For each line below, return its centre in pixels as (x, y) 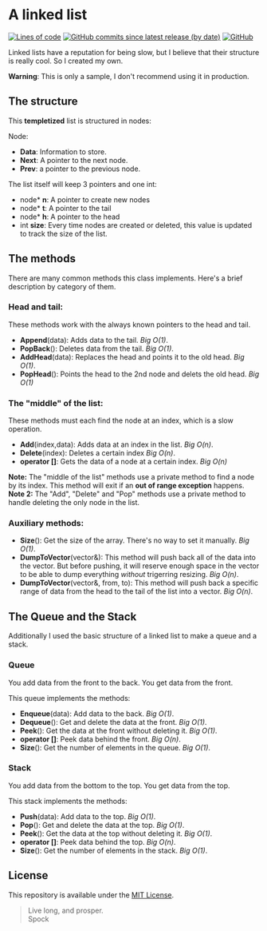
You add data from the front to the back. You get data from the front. (121, 682)
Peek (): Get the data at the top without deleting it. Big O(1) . (116, 834)
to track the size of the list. (63, 233)
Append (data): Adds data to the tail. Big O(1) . (94, 340)
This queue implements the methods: (69, 698)
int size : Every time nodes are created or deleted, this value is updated (136, 225)
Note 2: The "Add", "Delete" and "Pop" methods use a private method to (127, 494)
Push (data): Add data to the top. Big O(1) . (88, 816)
